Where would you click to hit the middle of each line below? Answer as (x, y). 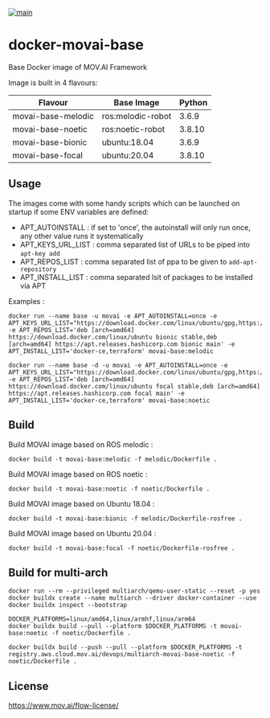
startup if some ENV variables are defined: (79, 211)
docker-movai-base (76, 45)
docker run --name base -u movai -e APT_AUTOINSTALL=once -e (113, 316)
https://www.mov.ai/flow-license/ (63, 706)
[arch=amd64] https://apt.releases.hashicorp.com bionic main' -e (122, 344)
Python (194, 102)
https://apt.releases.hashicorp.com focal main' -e (96, 393)
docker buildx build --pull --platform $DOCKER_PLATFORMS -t (113, 626)
